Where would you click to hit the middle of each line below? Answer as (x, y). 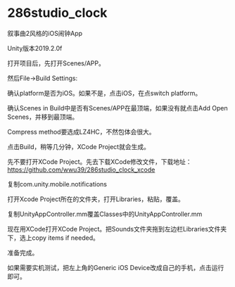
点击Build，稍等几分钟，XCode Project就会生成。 (78, 146)
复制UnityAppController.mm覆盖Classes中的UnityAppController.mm (105, 214)
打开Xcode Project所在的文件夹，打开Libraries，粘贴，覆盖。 (96, 199)
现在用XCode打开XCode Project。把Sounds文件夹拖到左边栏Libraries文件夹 (117, 229)
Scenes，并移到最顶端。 (43, 117)
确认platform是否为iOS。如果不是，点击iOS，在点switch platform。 (104, 93)
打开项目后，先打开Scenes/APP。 (56, 63)
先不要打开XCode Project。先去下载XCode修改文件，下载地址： (100, 161)
